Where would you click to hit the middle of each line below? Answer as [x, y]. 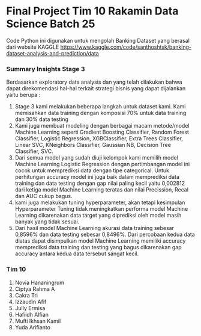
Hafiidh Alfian [32, 314]
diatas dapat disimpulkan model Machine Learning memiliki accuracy [100, 241]
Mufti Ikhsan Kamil [38, 321]
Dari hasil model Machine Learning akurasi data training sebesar [94, 228]
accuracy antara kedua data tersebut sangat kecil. [77, 254]
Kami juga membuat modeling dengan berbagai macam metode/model [102, 126]
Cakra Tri [26, 295]
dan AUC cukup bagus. [44, 196]
